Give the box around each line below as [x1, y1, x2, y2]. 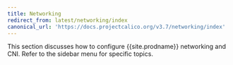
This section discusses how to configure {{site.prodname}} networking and [7, 43, 226, 51]
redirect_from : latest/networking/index [7, 17, 129, 24]
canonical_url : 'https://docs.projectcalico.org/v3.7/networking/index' [7, 23, 226, 30]
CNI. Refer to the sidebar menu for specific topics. [7, 50, 154, 58]
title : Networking [7, 10, 61, 17]
